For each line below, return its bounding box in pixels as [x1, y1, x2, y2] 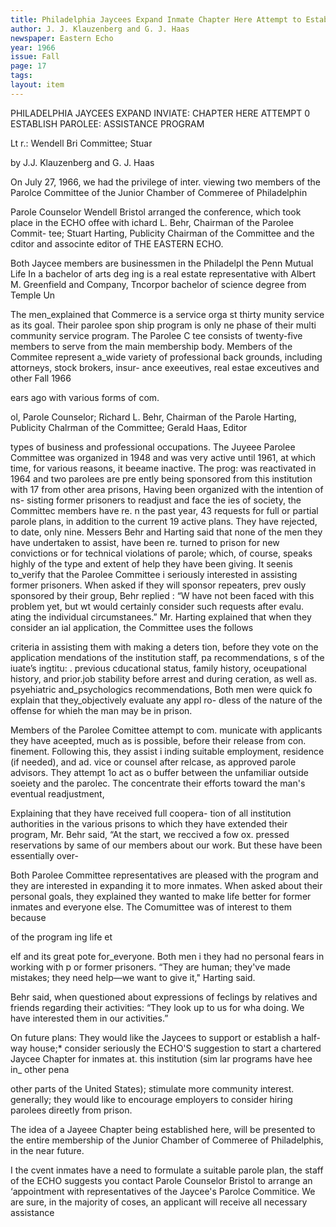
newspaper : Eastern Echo [10, 33, 114, 43]
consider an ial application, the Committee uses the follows [10, 621, 254, 633]
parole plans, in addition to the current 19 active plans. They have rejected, [10, 515, 318, 527]
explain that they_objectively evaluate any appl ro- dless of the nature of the [10, 694, 323, 706]
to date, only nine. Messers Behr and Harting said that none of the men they [10, 526, 323, 538]
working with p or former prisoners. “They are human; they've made [10, 961, 291, 973]
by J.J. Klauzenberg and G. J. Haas [10, 156, 155, 168]
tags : [10, 71, 33, 81]
